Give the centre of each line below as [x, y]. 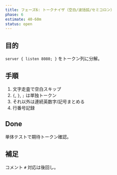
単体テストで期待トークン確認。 [38, 137]
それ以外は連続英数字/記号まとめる [48, 102]
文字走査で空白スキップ [37, 89]
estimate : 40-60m [23, 19]
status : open [19, 24]
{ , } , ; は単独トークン [34, 95]
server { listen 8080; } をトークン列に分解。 [54, 59]
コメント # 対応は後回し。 [32, 167]
